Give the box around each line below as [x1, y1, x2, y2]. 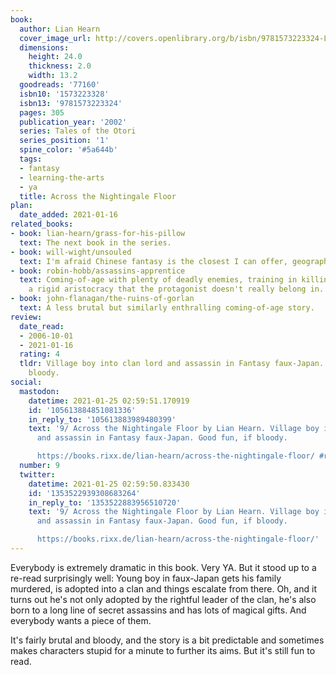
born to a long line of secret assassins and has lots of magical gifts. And [10, 604, 307, 616]
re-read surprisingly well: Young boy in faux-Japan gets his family [10, 572, 282, 584]
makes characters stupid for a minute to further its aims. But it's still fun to [10, 644, 316, 656]
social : [10, 377, 43, 387]
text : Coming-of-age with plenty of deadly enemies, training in [19, 275, 298, 285]
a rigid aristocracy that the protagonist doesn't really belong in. [28, 284, 325, 295]
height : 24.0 [28, 52, 83, 62]
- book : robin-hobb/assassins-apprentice [10, 266, 186, 276]
